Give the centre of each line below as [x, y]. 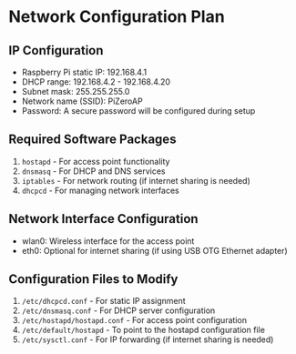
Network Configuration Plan [117, 17]
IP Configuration [56, 51]
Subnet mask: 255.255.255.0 [76, 91]
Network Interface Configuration [103, 219]
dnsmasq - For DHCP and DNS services [93, 171]
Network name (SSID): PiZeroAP [82, 101]
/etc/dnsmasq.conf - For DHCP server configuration [118, 310]
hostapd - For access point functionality [96, 161]
